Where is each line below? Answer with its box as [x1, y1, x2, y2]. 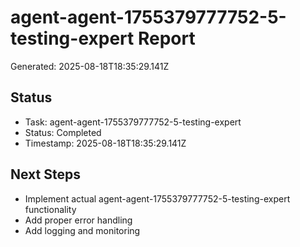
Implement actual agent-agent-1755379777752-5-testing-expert [24, 192, 291, 205]
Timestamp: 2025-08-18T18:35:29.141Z [24, 137, 187, 149]
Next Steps [10, 166, 81, 183]
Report [137, 27, 196, 50]
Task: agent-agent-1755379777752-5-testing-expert [24, 116, 242, 128]
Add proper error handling [24, 214, 133, 226]
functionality [24, 203, 77, 215]
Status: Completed [24, 126, 102, 138]
